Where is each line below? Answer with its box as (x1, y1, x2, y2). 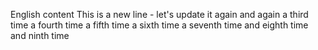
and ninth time (10, 30, 70, 41)
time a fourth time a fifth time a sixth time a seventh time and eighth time (10, 19, 309, 31)
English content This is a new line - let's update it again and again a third (10, 9, 309, 20)
